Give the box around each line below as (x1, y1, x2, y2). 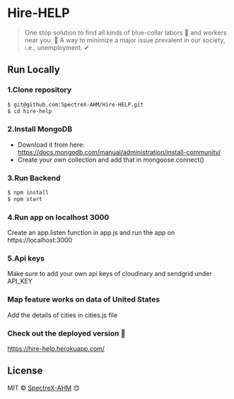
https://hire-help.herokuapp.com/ (7, 344, 105, 352)
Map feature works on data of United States (7, 294, 160, 304)
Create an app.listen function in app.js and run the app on (7, 228, 175, 237)
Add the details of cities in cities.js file (7, 311, 118, 319)
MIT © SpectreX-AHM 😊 (7, 383, 80, 392)
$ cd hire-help (7, 107, 52, 114)
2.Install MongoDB (7, 124, 73, 134)
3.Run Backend (7, 173, 61, 183)
